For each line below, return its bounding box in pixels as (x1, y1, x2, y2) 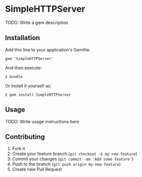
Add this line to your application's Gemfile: (5, 46, 91, 52)
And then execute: (5, 65, 42, 70)
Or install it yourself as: (5, 83, 51, 88)
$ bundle (5, 74, 23, 79)
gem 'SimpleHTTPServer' (5, 56, 54, 61)
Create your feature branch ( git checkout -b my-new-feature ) (12, 151, 138, 157)
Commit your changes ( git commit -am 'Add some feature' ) (12, 156, 134, 162)
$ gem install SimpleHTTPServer (5, 92, 71, 97)
